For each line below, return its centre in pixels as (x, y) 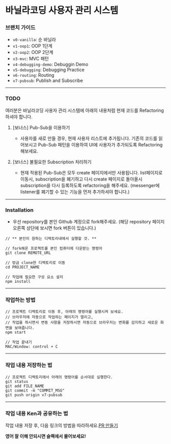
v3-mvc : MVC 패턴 (31, 58)
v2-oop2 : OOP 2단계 (33, 52)
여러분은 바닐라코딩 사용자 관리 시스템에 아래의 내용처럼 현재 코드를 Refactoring (85, 110)
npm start (16, 333)
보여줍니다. (24, 328)
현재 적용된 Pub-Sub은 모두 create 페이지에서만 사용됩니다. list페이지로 (91, 172)
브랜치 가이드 (20, 27)
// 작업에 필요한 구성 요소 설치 (34, 277)
